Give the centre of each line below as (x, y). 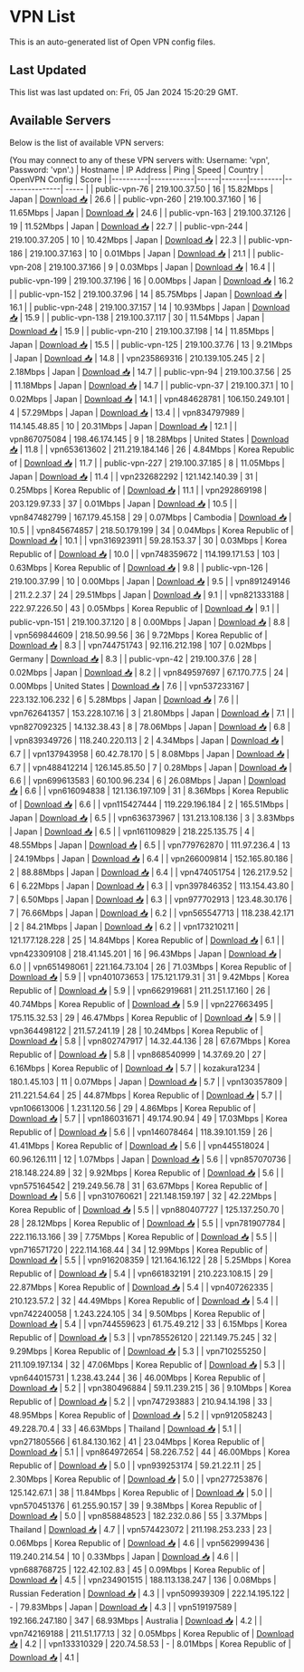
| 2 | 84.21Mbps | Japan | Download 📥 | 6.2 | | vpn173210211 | (124, 927)
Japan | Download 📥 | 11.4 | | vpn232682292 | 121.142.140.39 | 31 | (134, 476)
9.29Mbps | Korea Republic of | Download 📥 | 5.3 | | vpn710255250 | (138, 1350)
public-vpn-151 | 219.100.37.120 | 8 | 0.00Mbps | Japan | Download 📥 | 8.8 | (150, 621)
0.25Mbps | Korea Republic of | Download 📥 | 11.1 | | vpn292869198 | (138, 490)
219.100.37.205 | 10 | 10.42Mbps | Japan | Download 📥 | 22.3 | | (128, 240)
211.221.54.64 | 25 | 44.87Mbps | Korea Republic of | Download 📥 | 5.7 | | (146, 1095)
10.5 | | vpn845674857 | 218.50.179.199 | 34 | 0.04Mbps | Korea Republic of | (152, 530)
